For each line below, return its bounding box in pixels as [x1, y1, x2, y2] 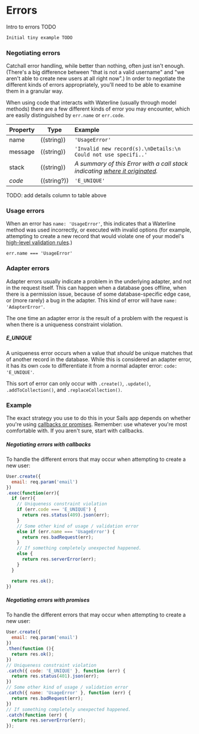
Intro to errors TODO [6, 23, 56, 30]
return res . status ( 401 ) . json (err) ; [11, 673, 99, 679]
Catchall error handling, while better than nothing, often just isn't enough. [6, 62, 185, 69]
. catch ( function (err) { [6, 712, 68, 718]
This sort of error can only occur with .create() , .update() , [6, 379, 151, 387]
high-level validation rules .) [6, 239, 73, 246]
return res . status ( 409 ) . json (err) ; [21, 512, 110, 518]
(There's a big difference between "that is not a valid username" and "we [6, 69, 185, 76]
